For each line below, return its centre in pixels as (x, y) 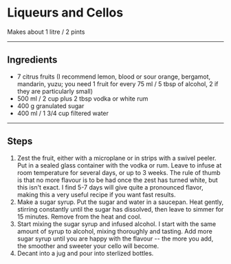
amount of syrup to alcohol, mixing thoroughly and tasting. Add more (115, 231)
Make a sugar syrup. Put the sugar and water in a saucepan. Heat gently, (120, 202)
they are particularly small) (55, 91)
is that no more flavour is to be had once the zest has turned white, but (117, 180)
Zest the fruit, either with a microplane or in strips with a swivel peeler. (117, 158)
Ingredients (32, 60)
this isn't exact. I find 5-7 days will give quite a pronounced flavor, (110, 187)
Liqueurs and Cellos (65, 13)
